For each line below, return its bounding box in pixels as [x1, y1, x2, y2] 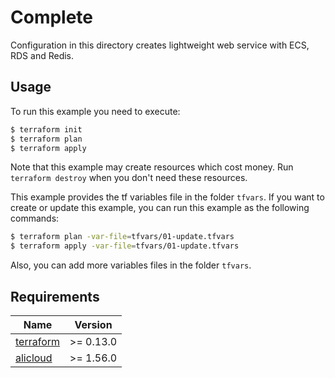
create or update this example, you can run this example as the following [10, 202, 310, 214]
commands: [10, 212, 60, 225]
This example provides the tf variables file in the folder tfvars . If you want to [10, 191, 325, 203]
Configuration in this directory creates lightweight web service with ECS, [10, 39, 310, 51]
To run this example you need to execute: [10, 105, 181, 117]
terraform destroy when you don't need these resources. [10, 172, 248, 184]
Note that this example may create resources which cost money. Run [10, 161, 294, 173]
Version [74, 317, 113, 331]
